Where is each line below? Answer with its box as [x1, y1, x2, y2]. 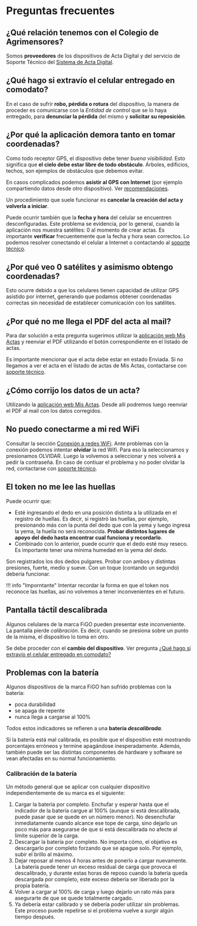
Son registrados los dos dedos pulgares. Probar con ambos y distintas [6, 557, 176, 565]
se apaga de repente [14, 707, 65, 714]
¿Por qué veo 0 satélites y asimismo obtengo [6, 262, 174, 272]
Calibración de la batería [6, 770, 77, 778]
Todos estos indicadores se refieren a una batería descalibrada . [6, 725, 163, 732]
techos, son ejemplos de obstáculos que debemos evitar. [6, 167, 144, 174]
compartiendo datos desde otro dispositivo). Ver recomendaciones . [6, 185, 169, 192]
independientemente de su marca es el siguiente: [6, 789, 125, 796]
